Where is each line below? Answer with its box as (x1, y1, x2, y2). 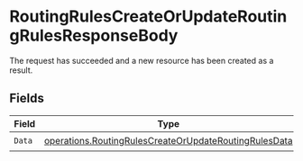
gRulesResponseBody (9, 25, 179, 46)
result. (9, 65, 33, 76)
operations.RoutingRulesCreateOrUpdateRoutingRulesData (43, 135, 293, 148)
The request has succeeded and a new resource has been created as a (9, 55, 274, 66)
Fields (9, 91, 45, 106)
